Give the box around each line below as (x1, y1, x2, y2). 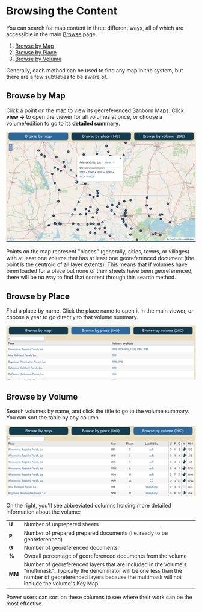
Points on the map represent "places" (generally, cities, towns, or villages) (6, 248, 190, 255)
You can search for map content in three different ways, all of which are (6, 24, 184, 31)
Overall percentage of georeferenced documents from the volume (23, 552, 188, 559)
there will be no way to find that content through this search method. (6, 273, 176, 281)
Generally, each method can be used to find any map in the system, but (6, 66, 183, 74)
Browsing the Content (6, 4, 118, 18)
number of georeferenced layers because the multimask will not (23, 573, 182, 581)
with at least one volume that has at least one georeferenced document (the (6, 255, 194, 262)
